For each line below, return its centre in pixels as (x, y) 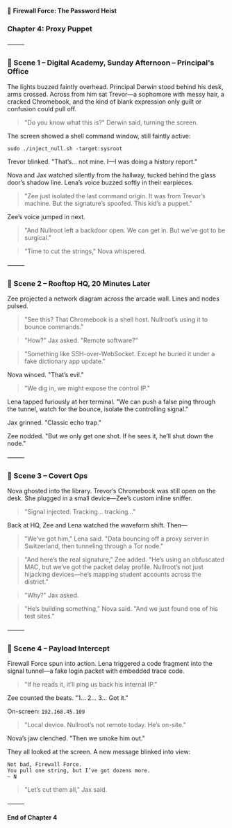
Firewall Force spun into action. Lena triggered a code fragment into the (110, 664)
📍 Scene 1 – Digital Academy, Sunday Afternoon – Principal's (111, 63)
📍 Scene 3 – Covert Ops (48, 475)
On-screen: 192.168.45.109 (46, 711)
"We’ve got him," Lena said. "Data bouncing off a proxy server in (117, 539)
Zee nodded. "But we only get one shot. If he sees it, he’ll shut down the (110, 436)
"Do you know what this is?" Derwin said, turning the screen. (111, 122)
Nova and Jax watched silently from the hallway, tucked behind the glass (112, 175)
